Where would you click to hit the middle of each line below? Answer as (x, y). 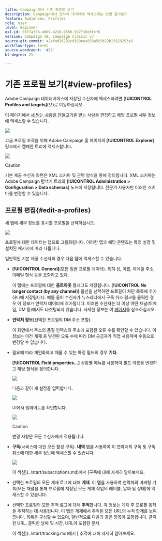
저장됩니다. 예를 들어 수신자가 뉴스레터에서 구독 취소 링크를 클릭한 (87, 297)
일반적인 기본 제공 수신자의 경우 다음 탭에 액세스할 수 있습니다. (64, 259)
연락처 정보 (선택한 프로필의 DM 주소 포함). (52, 320)
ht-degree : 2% (19, 55)
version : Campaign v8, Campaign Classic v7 (50, 37)
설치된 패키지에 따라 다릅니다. (33, 248)
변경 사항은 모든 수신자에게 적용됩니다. (48, 436)
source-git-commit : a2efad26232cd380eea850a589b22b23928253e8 (69, 41)
